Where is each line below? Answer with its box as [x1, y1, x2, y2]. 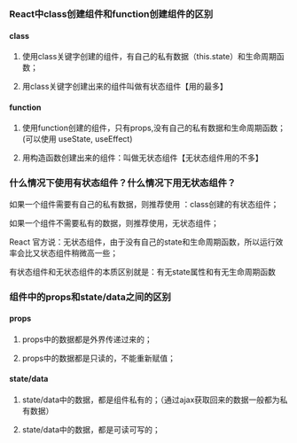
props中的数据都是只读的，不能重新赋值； [21, 353, 176, 363]
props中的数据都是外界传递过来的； [21, 334, 152, 345]
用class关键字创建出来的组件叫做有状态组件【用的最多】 [21, 82, 228, 92]
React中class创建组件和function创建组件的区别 [9, 7, 214, 19]
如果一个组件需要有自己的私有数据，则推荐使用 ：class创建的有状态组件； [9, 198, 279, 209]
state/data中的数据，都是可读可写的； [21, 424, 161, 435]
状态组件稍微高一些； [39, 247, 118, 258]
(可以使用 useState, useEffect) [21, 134, 133, 144]
